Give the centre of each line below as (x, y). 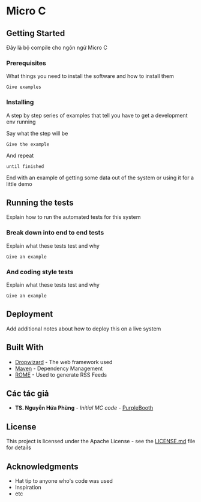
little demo (19, 184)
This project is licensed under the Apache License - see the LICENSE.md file (101, 441)
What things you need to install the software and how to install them (90, 76)
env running (21, 122)
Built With (25, 348)
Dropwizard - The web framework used (64, 362)
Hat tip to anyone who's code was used (64, 481)
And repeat (20, 155)
